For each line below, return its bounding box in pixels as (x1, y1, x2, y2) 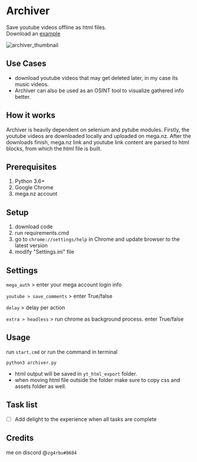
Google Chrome (14, 184, 54, 191)
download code (14, 223, 53, 230)
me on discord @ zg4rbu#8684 (6, 448, 77, 456)
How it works (6, 111, 56, 121)
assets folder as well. (14, 383, 67, 390)
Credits (6, 433, 34, 443)
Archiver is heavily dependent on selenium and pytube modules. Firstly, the (6, 126, 190, 133)
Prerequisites (6, 161, 57, 172)
